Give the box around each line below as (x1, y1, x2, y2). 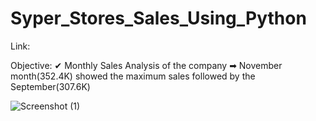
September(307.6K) (10, 80, 91, 92)
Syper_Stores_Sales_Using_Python (10, 7, 307, 30)
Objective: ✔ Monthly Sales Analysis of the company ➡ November (10, 59, 283, 71)
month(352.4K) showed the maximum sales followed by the (10, 70, 256, 82)
